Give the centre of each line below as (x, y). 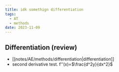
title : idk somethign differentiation (44, 9)
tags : (10, 14)
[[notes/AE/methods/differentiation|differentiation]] (63, 59)
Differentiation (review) (41, 47)
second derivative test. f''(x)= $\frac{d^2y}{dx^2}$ (62, 64)
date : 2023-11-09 (23, 28)
